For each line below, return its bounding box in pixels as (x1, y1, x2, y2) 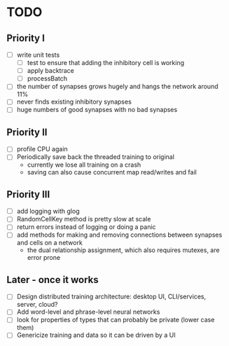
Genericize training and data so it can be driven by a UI (16, 331, 176, 340)
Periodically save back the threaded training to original (16, 153, 174, 161)
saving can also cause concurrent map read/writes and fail (27, 168, 197, 177)
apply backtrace (27, 67, 74, 75)
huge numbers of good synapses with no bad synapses (16, 106, 178, 114)
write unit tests (16, 50, 60, 59)
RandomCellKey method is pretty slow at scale (16, 215, 151, 223)
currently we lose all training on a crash (27, 160, 141, 169)
